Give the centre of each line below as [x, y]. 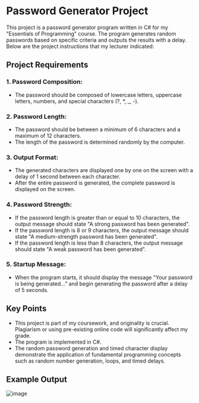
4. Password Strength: [39, 205]
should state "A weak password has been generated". [80, 249]
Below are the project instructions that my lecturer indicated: [80, 46]
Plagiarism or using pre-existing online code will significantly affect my [101, 329]
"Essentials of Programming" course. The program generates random [91, 33]
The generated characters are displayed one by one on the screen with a [104, 170]
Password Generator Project [77, 11]
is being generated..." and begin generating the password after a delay [101, 284]
